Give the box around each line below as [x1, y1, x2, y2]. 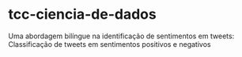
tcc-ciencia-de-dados [8, 5, 157, 23]
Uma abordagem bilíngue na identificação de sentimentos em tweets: [8, 31, 235, 41]
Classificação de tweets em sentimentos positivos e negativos [8, 39, 211, 48]
